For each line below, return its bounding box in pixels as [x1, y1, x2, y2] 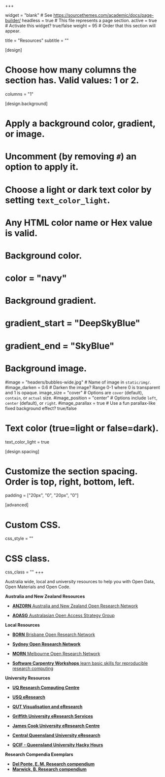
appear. [5, 28, 21, 34]
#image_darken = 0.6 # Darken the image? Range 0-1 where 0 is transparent [5, 384, 160, 390]
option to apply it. [5, 161, 79, 173]
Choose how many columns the [5, 65, 137, 75]
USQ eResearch [12, 694, 45, 700]
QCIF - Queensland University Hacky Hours [12, 742, 103, 748]
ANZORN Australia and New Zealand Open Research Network [12, 603, 138, 609]
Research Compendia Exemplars [5, 751, 73, 757]
